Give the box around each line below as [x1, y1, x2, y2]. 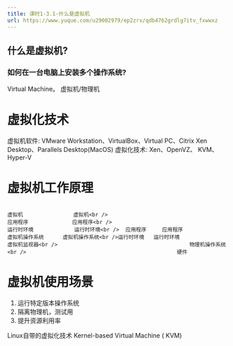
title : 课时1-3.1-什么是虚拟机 [7, 10, 91, 18]
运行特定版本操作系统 [17, 299, 79, 307]
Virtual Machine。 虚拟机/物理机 [7, 85, 100, 94]
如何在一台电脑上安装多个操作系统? [7, 68, 126, 77]
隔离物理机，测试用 [17, 307, 74, 316]
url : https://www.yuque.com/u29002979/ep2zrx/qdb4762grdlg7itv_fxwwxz [7, 17, 218, 24]
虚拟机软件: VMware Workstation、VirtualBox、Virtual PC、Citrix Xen [7, 136, 208, 145]
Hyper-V [7, 153, 32, 162]
